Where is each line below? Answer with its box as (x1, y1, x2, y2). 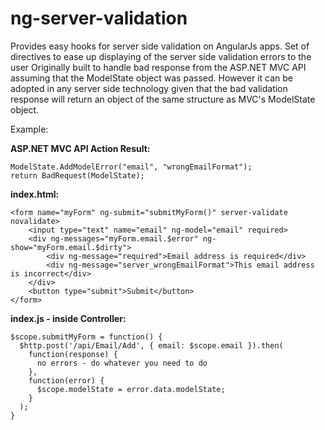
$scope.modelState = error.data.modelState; (36, 384, 226, 394)
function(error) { (28, 375, 105, 386)
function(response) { (28, 349, 118, 359)
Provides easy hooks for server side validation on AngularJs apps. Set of (10, 40, 310, 52)
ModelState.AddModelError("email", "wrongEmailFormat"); (10, 162, 253, 172)
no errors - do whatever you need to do (36, 358, 208, 368)
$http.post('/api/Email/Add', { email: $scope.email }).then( (19, 340, 284, 351)
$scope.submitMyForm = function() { (10, 332, 163, 342)
